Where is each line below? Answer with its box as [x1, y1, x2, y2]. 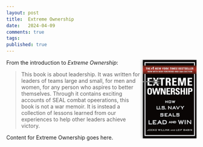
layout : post [6, 10, 39, 16]
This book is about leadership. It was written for [21, 71, 140, 78]
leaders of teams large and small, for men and [21, 77, 136, 84]
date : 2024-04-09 [6, 22, 56, 28]
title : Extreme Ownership [6, 16, 74, 22]
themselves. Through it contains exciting [21, 90, 123, 97]
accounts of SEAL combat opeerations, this [21, 97, 129, 103]
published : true [6, 42, 47, 48]
